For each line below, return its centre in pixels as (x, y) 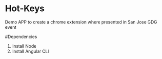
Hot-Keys (25, 9)
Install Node (24, 46)
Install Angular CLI (30, 51)
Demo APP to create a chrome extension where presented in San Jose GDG (81, 22)
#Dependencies (21, 37)
